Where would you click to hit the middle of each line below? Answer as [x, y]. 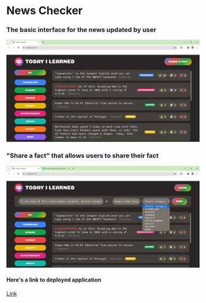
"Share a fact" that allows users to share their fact [83, 155]
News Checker [44, 11]
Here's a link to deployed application [54, 280]
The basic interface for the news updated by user [81, 30]
